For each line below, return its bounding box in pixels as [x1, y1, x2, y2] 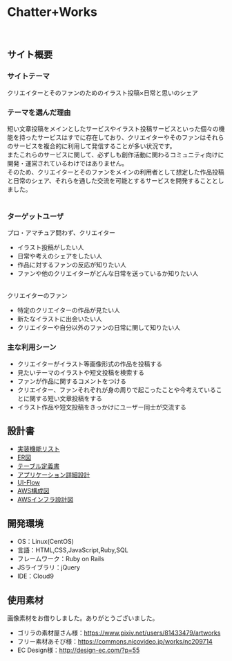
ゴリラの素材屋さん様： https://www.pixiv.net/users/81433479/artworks [17, 628, 221, 637]
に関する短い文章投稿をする [23, 394, 102, 403]
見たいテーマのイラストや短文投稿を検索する [17, 368, 145, 376]
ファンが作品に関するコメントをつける [17, 377, 126, 385]
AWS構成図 [17, 486, 50, 495]
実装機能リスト [17, 445, 60, 453]
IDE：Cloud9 [17, 572, 54, 581]
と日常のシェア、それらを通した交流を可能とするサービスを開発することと [7, 176, 219, 184]
